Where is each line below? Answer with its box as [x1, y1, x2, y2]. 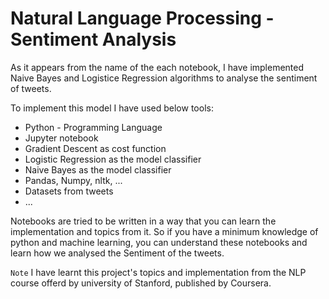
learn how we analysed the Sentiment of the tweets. [10, 247, 225, 259]
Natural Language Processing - [10, 7, 275, 30]
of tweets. [10, 82, 52, 94]
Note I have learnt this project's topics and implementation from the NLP [10, 266, 307, 278]
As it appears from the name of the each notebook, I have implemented [10, 61, 305, 73]
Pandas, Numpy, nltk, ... [24, 174, 123, 186]
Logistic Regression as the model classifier [24, 153, 202, 165]
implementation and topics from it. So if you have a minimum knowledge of [10, 225, 319, 237]
